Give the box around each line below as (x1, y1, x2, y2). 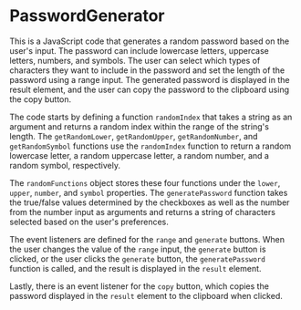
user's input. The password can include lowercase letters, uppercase (9, 45, 269, 56)
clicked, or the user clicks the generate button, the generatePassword (9, 253, 266, 264)
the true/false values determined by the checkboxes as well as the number (9, 197, 290, 208)
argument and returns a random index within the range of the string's (9, 120, 269, 132)
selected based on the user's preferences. (9, 216, 169, 227)
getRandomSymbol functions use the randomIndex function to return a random (9, 140, 292, 151)
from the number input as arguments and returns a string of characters (9, 206, 276, 217)
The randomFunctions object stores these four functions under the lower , (9, 177, 281, 188)
